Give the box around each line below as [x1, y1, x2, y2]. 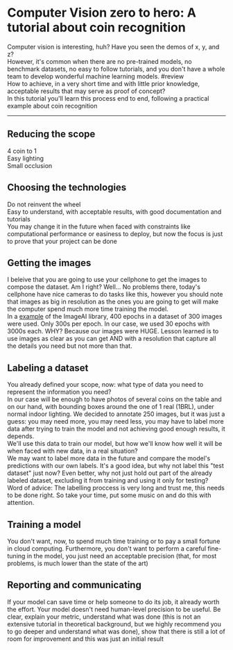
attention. [7, 499, 35, 507]
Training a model [7, 519, 81, 531]
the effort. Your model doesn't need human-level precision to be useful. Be [7, 605, 221, 613]
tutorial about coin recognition [7, 19, 186, 35]
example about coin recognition [7, 101, 98, 110]
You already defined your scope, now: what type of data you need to [7, 381, 204, 389]
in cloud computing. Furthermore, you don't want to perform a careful [7, 544, 207, 553]
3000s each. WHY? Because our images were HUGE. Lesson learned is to [7, 327, 219, 335]
